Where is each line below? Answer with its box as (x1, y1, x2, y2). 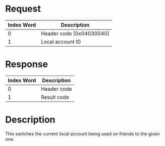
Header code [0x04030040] (41, 30, 109, 37)
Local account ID (41, 38, 81, 45)
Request (5, 3, 41, 15)
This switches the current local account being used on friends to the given (5, 130, 160, 137)
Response (5, 59, 48, 70)
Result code (41, 93, 69, 100)
